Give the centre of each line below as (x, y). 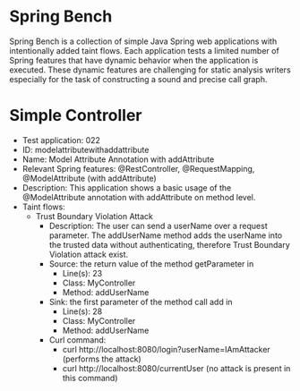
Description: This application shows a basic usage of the (127, 187)
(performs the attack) (102, 359)
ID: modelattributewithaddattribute (86, 149)
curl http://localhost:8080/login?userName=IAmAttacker (166, 349)
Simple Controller (76, 116)
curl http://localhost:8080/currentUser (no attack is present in (176, 368)
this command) (90, 378)
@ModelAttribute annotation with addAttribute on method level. (139, 197)
